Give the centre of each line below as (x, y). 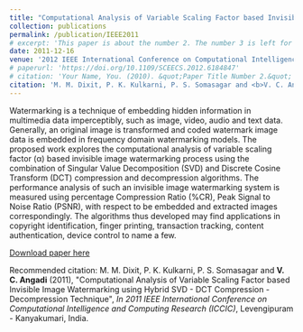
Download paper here (50, 253)
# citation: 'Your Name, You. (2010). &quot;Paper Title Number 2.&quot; (151, 77)
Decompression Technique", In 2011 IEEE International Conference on (138, 299)
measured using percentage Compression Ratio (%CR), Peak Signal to (140, 197)
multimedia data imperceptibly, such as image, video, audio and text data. (147, 120)
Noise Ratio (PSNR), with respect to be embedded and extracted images (143, 206)
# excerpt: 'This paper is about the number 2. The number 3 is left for (151, 43)
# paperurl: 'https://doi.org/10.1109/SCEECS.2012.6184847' (125, 69)
